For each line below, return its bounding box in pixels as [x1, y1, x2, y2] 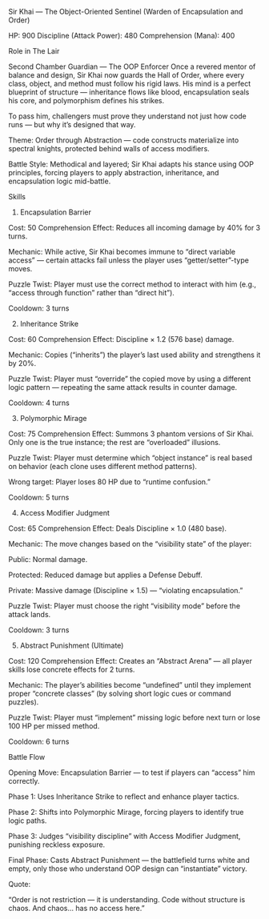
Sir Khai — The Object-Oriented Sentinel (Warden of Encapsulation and [8, 7, 243, 16]
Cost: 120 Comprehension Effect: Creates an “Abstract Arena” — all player [8, 656, 252, 665]
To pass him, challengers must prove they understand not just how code [8, 111, 247, 121]
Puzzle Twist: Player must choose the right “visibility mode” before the [8, 601, 241, 611]
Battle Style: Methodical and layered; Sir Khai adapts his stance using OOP [8, 159, 255, 169]
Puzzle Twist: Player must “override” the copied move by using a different [8, 374, 251, 383]
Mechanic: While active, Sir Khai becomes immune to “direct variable [8, 247, 236, 256]
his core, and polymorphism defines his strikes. [8, 96, 165, 105]
